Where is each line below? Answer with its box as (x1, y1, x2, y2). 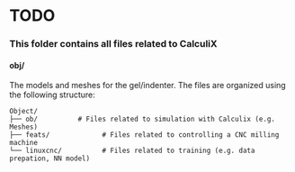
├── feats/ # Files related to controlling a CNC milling (9, 131, 280, 140)
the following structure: (9, 89, 96, 100)
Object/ (9, 107, 39, 116)
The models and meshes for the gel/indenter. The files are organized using (9, 80, 286, 91)
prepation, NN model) (9, 154, 91, 163)
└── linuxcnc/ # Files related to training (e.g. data (9, 146, 255, 156)
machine (9, 139, 39, 148)
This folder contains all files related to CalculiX (9, 38, 218, 50)
